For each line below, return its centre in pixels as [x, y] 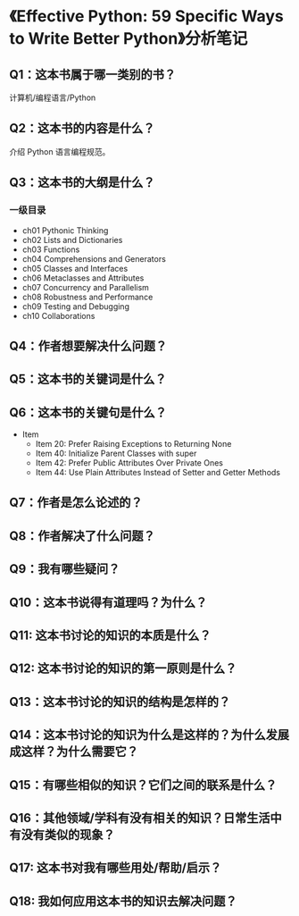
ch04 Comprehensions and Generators [94, 258]
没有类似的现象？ [68, 835]
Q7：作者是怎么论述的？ [76, 503]
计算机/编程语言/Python [53, 97]
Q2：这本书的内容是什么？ [82, 128]
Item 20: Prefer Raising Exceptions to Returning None [133, 444]
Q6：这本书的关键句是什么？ [88, 412]
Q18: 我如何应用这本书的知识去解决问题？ [124, 901]
